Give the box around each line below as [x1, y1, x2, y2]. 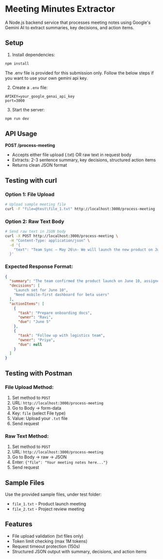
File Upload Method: [5, 383, 54, 390]
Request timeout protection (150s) [12, 543, 80, 549]
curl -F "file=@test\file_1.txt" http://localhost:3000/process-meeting [5, 206, 155, 211]
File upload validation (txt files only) [12, 533, 84, 539]
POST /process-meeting [5, 143, 55, 148]
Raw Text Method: [5, 433, 49, 439]
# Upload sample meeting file [5, 202, 66, 207]
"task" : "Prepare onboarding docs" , [17, 310, 92, 315]
